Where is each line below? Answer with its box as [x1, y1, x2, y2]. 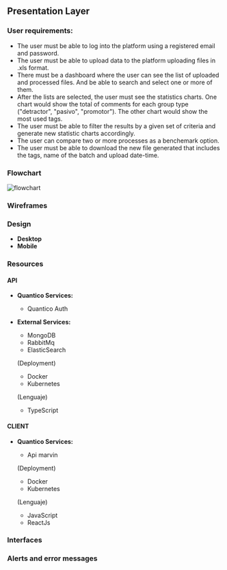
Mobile [16, 242, 38, 250]
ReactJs [27, 518, 51, 527]
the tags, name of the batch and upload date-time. [16, 151, 159, 159]
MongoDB [27, 331, 56, 340]
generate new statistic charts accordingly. [16, 129, 135, 137]
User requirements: [7, 26, 73, 36]
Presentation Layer [7, 5, 90, 17]
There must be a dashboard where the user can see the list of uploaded [16, 71, 219, 79]
